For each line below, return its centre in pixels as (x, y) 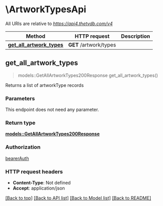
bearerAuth (17, 158)
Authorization (23, 147)
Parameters (20, 98)
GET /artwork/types (92, 44)
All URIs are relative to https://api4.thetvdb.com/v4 (59, 24)
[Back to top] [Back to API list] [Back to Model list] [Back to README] (78, 198)
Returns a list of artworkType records (45, 85)
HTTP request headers (34, 171)
